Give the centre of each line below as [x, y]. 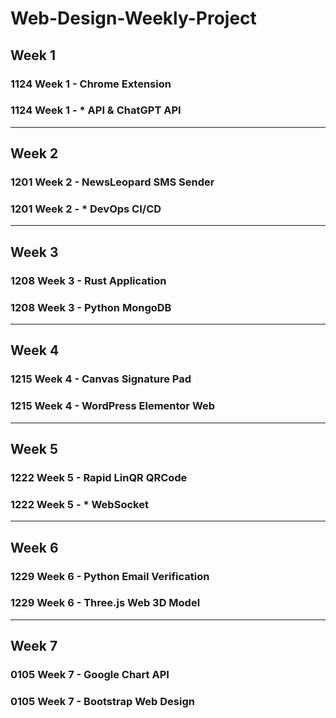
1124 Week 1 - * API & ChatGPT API [96, 110]
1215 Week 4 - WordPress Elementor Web [113, 406]
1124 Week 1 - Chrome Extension [91, 84]
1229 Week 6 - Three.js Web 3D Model [105, 603]
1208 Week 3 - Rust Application [88, 280]
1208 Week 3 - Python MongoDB [91, 307]
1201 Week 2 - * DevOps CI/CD [86, 209]
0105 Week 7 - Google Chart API [90, 675]
